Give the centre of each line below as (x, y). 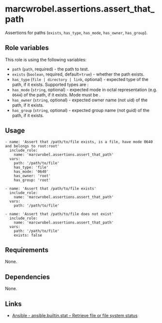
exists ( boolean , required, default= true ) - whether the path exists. (78, 74)
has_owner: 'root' (32, 176)
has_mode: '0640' (31, 171)
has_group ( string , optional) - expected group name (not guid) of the (81, 110)
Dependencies (27, 277)
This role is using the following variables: (46, 60)
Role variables (27, 48)
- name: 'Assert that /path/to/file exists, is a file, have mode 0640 (79, 142)
